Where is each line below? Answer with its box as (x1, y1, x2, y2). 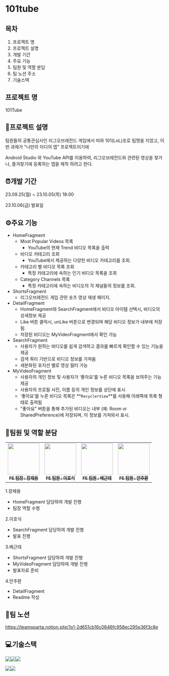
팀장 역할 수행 (12, 505, 40, 511)
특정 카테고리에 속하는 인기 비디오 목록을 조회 (27, 270, 117, 276)
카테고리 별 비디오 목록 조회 (20, 264, 74, 270)
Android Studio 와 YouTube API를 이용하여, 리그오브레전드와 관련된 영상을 (5, 154, 153, 160)
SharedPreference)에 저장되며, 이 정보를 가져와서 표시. (20, 412, 130, 418)
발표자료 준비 (12, 567, 39, 573)
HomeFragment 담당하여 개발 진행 (12, 499, 82, 505)
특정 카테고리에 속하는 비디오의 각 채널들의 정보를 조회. (27, 282, 136, 289)
